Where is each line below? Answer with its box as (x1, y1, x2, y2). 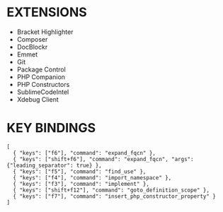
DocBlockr (16, 42, 48, 51)
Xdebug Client (16, 95, 59, 103)
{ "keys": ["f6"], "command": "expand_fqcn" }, (13, 149, 156, 156)
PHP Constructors (16, 80, 70, 88)
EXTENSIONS (6, 4, 88, 20)
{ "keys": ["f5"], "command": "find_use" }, (13, 167, 147, 175)
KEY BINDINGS (6, 120, 96, 136)
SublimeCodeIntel (16, 88, 69, 96)
